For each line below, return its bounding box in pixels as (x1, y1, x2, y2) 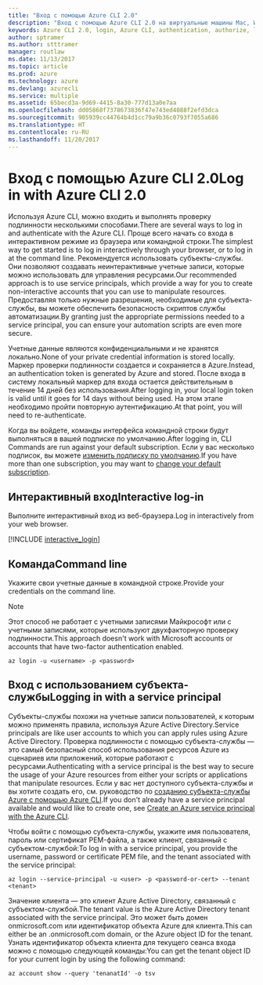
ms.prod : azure (8, 70, 58, 78)
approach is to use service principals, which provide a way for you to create (8, 279, 253, 288)
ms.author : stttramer (8, 41, 79, 49)
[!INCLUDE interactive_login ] (8, 534, 100, 544)
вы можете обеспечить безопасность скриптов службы (38, 304, 226, 313)
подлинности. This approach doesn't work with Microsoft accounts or (8, 633, 233, 644)
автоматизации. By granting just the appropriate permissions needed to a (8, 312, 245, 322)
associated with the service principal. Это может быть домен (8, 912, 208, 922)
